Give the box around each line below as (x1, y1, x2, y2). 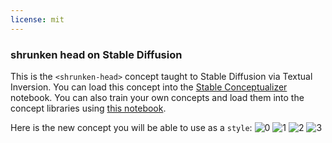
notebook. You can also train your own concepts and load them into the (10, 91, 305, 103)
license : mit (10, 14, 65, 25)
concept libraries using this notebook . (10, 102, 167, 114)
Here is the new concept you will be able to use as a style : (10, 121, 253, 133)
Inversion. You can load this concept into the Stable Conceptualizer (10, 81, 288, 93)
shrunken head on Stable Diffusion (10, 47, 183, 61)
